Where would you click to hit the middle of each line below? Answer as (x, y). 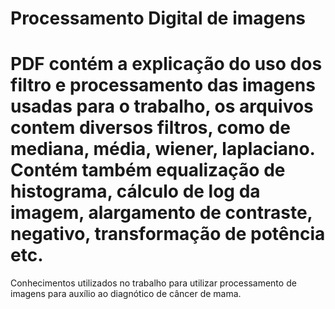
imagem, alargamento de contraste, (161, 213)
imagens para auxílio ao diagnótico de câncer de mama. (126, 294)
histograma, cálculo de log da (135, 191)
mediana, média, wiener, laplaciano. (163, 149)
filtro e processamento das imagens (163, 85)
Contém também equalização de (148, 170)
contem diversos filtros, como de (150, 128)
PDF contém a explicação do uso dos (166, 64)
